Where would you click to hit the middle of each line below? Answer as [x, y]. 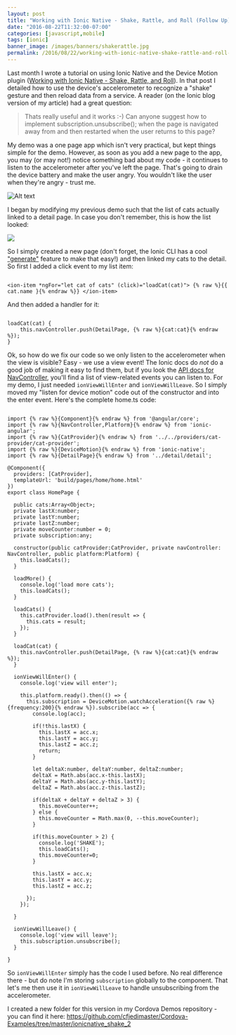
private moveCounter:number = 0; [63, 529]
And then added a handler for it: [53, 304]
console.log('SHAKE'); [72, 843]
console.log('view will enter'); [69, 683]
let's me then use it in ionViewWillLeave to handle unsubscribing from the [113, 987]
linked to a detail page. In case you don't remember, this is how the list [109, 217]
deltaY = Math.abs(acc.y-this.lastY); [89, 781]
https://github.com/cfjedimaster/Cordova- [127, 1016]
